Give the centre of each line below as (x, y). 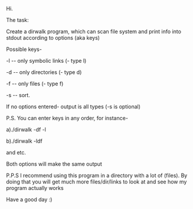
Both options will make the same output (54, 164)
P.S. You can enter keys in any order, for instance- (67, 118)
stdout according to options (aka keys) (53, 38)
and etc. (16, 152)
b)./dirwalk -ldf (24, 141)
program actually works (35, 188)
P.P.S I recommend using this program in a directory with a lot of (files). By (97, 175)
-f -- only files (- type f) (35, 83)
